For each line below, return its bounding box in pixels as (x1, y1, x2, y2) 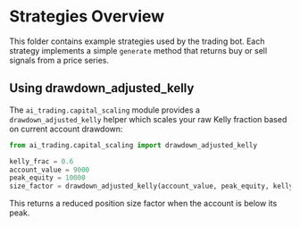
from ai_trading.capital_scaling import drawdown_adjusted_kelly (9, 140, 257, 149)
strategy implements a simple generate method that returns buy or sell (9, 45, 268, 55)
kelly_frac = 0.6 (9, 156, 74, 166)
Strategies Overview (9, 6, 165, 27)
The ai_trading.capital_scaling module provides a (9, 105, 201, 115)
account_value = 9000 (9, 165, 90, 174)
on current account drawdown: (9, 123, 123, 134)
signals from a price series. (9, 55, 110, 65)
